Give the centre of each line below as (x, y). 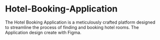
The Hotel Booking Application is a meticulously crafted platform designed (80, 22)
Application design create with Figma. (43, 32)
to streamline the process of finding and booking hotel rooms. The (72, 27)
